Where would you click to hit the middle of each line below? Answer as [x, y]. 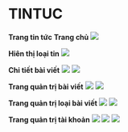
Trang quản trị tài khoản [49, 119]
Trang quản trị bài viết [46, 86]
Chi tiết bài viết [34, 70]
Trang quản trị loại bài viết [53, 103]
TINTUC [35, 14]
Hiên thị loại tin [34, 54]
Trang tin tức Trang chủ [49, 37]
